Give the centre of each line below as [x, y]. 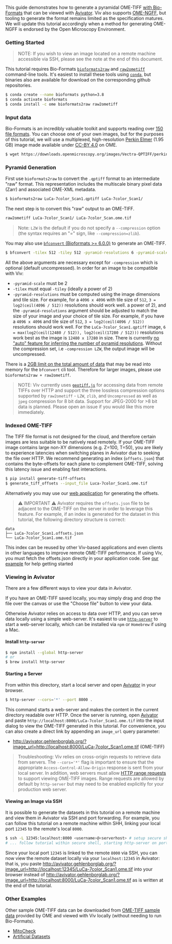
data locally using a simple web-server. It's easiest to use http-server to [82, 619]
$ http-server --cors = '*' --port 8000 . [49, 700]
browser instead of [25, 875]
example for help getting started [39, 564]
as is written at [148, 880]
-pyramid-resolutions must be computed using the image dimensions [86, 294]
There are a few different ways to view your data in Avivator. [69, 588]
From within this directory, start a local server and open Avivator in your [81, 685]
